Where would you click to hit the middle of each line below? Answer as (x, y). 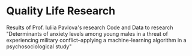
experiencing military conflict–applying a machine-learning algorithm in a (97, 40)
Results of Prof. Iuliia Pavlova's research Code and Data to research (90, 27)
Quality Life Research (61, 11)
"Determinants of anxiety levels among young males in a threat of (87, 33)
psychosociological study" (39, 46)
